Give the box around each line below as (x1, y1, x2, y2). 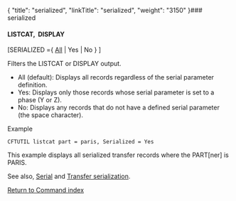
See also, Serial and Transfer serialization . (7, 172, 131, 180)
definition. (17, 81, 48, 89)
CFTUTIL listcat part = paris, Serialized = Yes (7, 138, 154, 146)
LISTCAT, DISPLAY (7, 30, 65, 38)
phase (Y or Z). (17, 96, 63, 104)
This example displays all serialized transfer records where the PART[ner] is (7, 151, 229, 159)
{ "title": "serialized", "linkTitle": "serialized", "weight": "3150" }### (7, 6, 203, 14)
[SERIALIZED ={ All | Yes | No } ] (7, 45, 102, 54)
